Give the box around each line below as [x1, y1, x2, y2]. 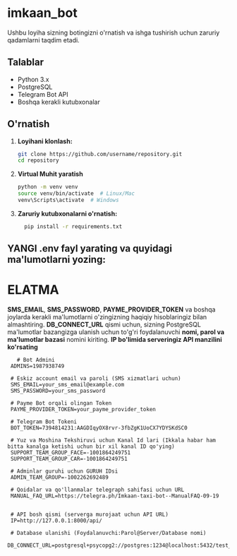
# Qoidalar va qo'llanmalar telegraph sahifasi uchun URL [10, 486, 185, 494]
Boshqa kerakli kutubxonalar [17, 97, 100, 106]
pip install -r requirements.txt [24, 223, 123, 230]
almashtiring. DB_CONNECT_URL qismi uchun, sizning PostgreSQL [7, 320, 201, 329]
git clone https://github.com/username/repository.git [17, 150, 183, 158]
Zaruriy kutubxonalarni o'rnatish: [17, 209, 118, 218]
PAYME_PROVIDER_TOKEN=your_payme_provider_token [10, 406, 157, 413]
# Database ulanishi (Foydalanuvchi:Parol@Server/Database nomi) [10, 530, 207, 537]
